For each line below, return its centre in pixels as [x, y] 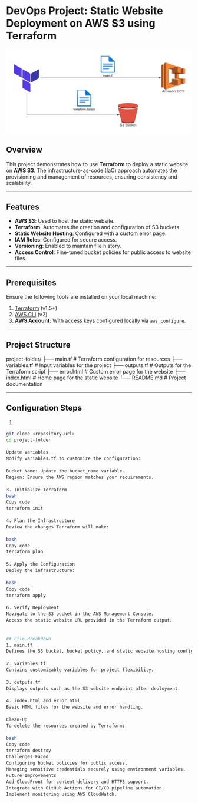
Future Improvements [32, 775]
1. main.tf [19, 645]
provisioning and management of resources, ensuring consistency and [92, 176]
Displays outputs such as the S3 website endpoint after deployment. [93, 688]
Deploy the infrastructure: [41, 571]
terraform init [25, 508]
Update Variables [27, 452]
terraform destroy [29, 751]
